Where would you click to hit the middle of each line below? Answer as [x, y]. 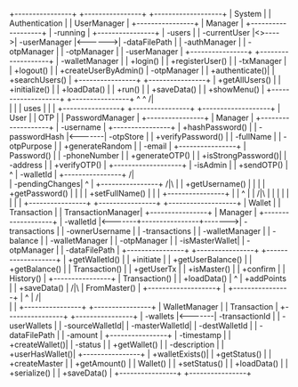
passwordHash [37, 137]
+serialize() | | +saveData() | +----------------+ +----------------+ [130, 373]
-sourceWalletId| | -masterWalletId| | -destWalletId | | [161, 326]
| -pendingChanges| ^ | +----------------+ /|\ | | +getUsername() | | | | [137, 184]
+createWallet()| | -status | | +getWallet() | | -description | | [117, 344]
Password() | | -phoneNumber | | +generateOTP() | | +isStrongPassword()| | [148, 155]
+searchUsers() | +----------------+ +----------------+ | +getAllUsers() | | [145, 80]
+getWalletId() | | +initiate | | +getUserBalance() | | [160, 259]
